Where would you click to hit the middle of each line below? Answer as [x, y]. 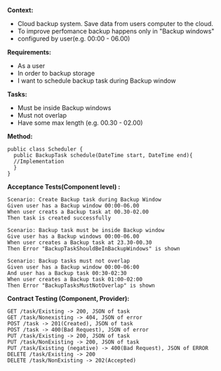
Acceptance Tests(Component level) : [64, 187]
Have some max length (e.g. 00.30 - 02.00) [80, 123]
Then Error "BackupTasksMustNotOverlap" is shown [81, 285]
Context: [20, 10]
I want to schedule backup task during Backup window [97, 81]
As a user [31, 66]
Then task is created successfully [59, 218]
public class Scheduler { [45, 149]
